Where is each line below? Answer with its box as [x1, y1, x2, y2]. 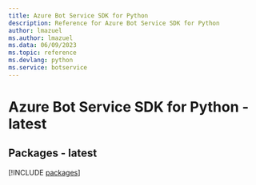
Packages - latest [8, 147, 98, 160]
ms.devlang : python [8, 57, 74, 65]
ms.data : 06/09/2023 [8, 41, 78, 49]
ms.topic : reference [8, 49, 78, 57]
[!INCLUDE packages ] [8, 167, 81, 177]
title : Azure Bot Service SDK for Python [8, 11, 149, 20]
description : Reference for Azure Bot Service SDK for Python [8, 19, 220, 27]
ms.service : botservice [8, 64, 88, 72]
